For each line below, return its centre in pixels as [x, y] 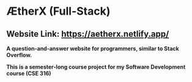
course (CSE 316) [29, 73]
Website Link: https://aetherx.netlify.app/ [88, 34]
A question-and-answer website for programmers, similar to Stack [93, 48]
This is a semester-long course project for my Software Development [96, 67]
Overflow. [19, 55]
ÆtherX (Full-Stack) [58, 11]
